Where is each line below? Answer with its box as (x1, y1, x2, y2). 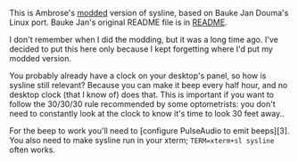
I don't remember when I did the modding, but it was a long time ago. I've (9, 35, 278, 45)
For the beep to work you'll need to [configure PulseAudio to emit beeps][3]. (9, 126, 290, 136)
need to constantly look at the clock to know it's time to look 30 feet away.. (9, 109, 286, 118)
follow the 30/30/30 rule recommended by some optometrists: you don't (9, 99, 277, 109)
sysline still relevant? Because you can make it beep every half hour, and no (9, 80, 288, 90)
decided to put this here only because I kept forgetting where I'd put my (9, 44, 274, 54)
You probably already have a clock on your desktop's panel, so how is (9, 70, 267, 81)
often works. (9, 144, 56, 155)
